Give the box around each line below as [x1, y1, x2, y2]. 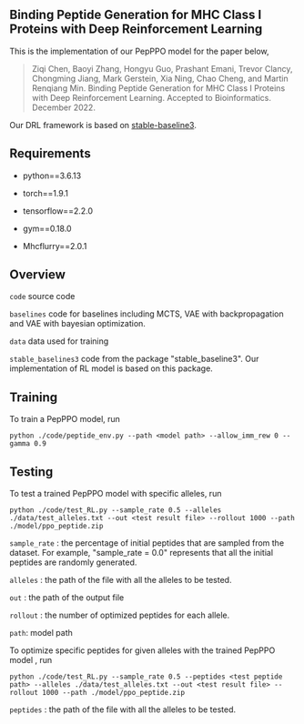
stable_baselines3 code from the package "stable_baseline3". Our [9, 354, 259, 365]
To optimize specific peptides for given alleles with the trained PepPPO [9, 645, 276, 656]
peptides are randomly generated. [9, 557, 137, 568]
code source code [9, 291, 76, 302]
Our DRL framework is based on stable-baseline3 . [9, 119, 198, 130]
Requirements [9, 146, 91, 162]
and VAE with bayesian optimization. [9, 318, 146, 329]
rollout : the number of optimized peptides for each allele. [9, 609, 230, 621]
